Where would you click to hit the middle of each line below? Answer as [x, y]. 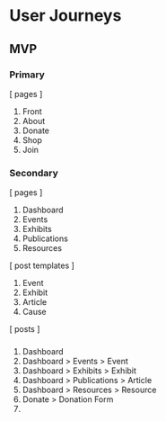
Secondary [34, 173]
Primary [27, 75]
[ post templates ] [42, 265]
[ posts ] [25, 329]
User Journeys [66, 16]
